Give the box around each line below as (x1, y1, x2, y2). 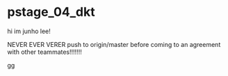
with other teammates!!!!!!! (7, 48, 82, 56)
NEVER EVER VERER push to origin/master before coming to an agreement (7, 40, 221, 48)
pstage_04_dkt (7, 4, 95, 20)
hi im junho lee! (7, 27, 51, 35)
